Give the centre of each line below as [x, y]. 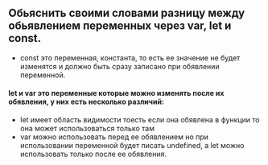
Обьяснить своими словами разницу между [127, 13]
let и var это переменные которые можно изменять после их [116, 93]
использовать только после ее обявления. [93, 154]
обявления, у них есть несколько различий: [87, 102]
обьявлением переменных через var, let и [120, 26]
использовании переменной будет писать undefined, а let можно [132, 146]
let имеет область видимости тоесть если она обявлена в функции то [140, 120]
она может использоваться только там [87, 129]
